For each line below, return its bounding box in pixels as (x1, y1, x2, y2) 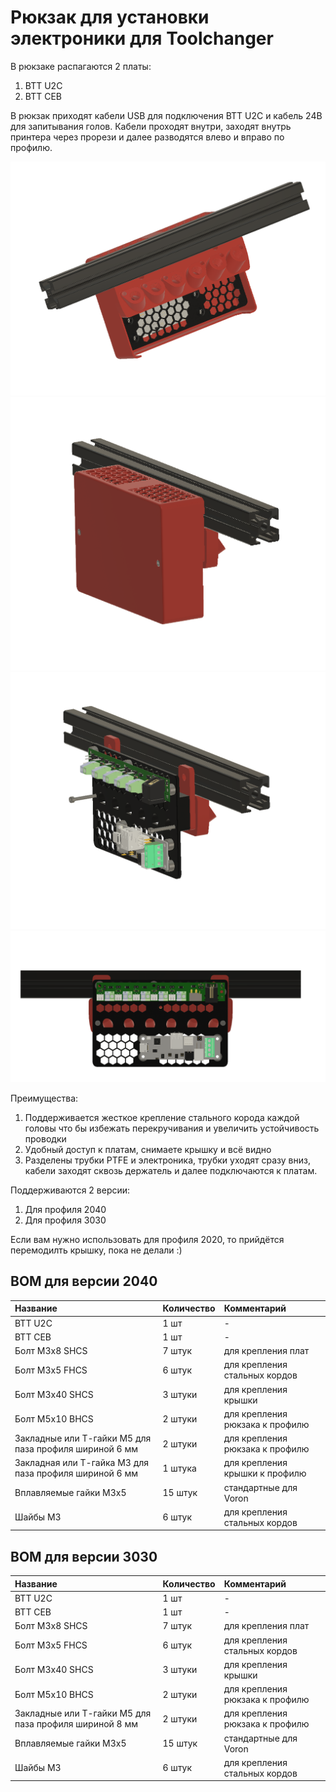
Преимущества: (10, 1092, 79, 1104)
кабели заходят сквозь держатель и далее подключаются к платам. (24, 1164, 318, 1176)
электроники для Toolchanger (10, 27, 274, 50)
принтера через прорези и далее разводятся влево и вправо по (10, 131, 285, 143)
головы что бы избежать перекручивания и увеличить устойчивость (24, 1122, 320, 1134)
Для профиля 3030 (24, 1214, 107, 1226)
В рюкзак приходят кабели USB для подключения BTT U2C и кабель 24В (10, 109, 323, 121)
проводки (24, 1132, 67, 1145)
